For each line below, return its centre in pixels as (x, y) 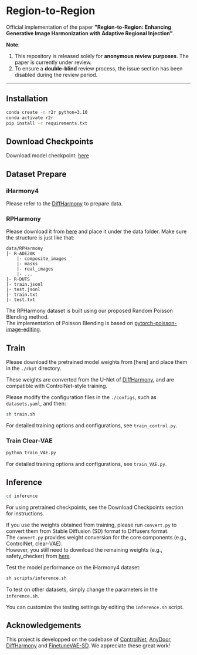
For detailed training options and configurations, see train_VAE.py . (86, 464)
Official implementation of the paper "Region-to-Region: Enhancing (89, 27)
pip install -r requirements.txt (47, 123)
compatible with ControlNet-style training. (57, 386)
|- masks (27, 264)
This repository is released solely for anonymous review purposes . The (102, 56)
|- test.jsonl (23, 290)
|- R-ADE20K (21, 254)
